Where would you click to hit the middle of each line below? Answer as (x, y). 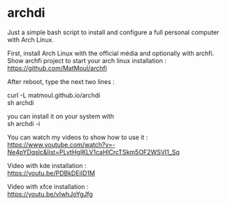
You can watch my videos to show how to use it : (78, 137)
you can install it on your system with (61, 116)
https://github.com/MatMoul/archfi (57, 68)
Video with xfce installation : (48, 186)
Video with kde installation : (47, 165)
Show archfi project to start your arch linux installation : (87, 60)
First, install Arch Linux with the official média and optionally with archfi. (111, 53)
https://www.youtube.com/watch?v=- (61, 144)
